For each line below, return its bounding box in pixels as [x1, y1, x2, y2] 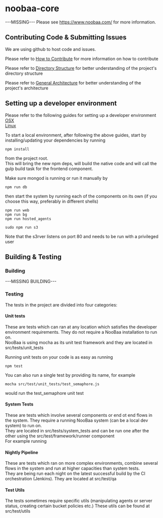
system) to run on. [5, 422, 42, 428]
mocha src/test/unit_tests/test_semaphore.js [5, 382, 99, 387]
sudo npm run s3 [5, 225, 38, 230]
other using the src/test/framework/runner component [5, 433, 115, 439]
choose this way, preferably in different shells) [5, 198, 99, 204]
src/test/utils [5, 508, 31, 514]
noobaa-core [5, 3, 60, 14]
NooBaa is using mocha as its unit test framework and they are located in [5, 339, 153, 345]
